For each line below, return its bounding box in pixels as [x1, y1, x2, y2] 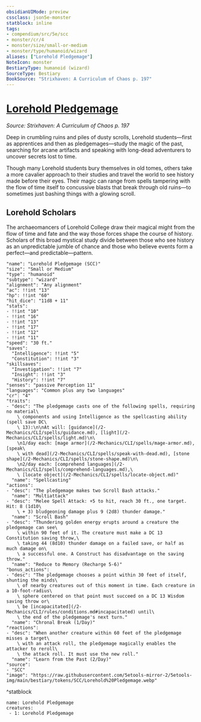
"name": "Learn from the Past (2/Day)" [11, 656, 112, 662]
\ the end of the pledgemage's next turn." [17, 614, 128, 620]
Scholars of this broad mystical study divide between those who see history [6, 236, 194, 243]
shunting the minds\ [6, 577, 58, 583]
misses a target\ [6, 635, 50, 641]
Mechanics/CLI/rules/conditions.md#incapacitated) [6, 609, 136, 615]
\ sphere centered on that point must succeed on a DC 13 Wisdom [17, 593, 185, 599]
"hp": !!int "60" [6, 292, 50, 298]
